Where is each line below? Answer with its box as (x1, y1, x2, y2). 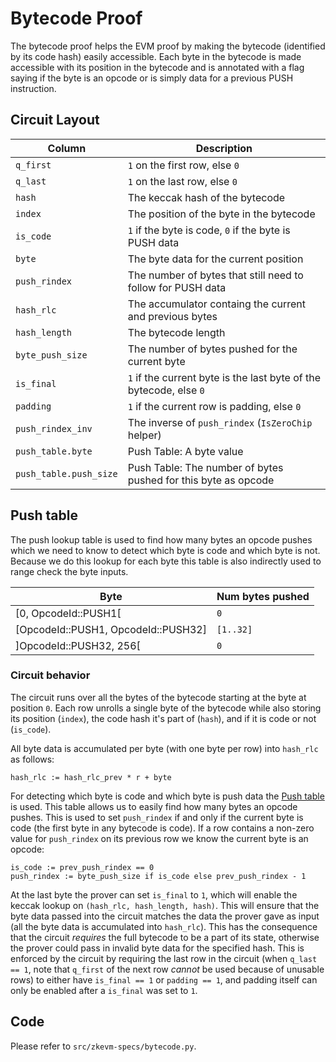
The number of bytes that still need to (127, 268, 304, 282)
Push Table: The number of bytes (127, 460, 284, 474)
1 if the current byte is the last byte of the (127, 370, 321, 384)
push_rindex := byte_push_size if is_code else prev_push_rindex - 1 (10, 871, 307, 881)
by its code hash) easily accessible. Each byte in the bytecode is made (10, 50, 302, 62)
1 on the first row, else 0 (127, 158, 240, 172)
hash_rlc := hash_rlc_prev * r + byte (10, 772, 172, 782)
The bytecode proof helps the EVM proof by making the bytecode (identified (10, 40, 326, 52)
